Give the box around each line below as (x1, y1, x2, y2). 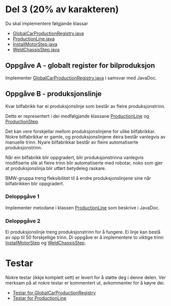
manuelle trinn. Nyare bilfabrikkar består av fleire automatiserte (5, 139, 139, 145)
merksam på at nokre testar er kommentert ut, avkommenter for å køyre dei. (5, 280, 165, 286)
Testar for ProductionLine (12, 295, 66, 301)
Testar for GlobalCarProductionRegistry (12, 290, 96, 296)
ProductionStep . (5, 118, 40, 124)
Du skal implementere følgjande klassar (5, 20, 88, 26)
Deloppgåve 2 (5, 217, 41, 225)
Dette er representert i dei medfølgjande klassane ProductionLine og (5, 113, 150, 119)
